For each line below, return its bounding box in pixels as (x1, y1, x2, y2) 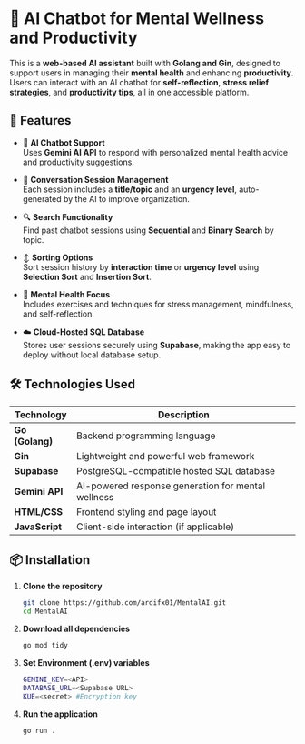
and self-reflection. (22, 308, 95, 319)
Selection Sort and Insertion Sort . (22, 271, 152, 282)
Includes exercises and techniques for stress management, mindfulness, (22, 298, 294, 309)
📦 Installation (9, 552, 91, 568)
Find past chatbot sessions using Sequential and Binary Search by (22, 225, 274, 236)
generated (22, 193, 62, 204)
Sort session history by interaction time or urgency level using (22, 261, 260, 272)
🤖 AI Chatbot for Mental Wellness (9, 8, 265, 29)
